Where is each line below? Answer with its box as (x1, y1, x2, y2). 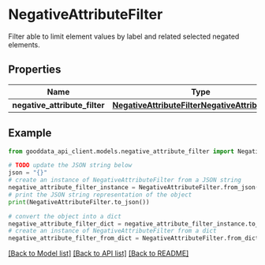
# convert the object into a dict (8, 212, 122, 220)
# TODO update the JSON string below (8, 162, 132, 170)
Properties (8, 63, 62, 77)
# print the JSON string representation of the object (8, 191, 192, 199)
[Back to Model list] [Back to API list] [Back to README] (8, 248, 189, 258)
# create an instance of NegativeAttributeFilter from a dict (8, 227, 217, 235)
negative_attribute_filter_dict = (8, 219, 122, 228)
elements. (8, 39, 41, 49)
